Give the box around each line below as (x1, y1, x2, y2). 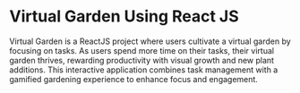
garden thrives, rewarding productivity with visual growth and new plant (9, 55, 275, 65)
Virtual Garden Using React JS (9, 6, 239, 27)
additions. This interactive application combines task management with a (9, 64, 279, 75)
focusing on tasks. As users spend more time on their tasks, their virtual (9, 45, 275, 55)
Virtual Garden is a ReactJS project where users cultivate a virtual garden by (9, 36, 291, 46)
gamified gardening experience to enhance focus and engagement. (9, 73, 258, 84)
